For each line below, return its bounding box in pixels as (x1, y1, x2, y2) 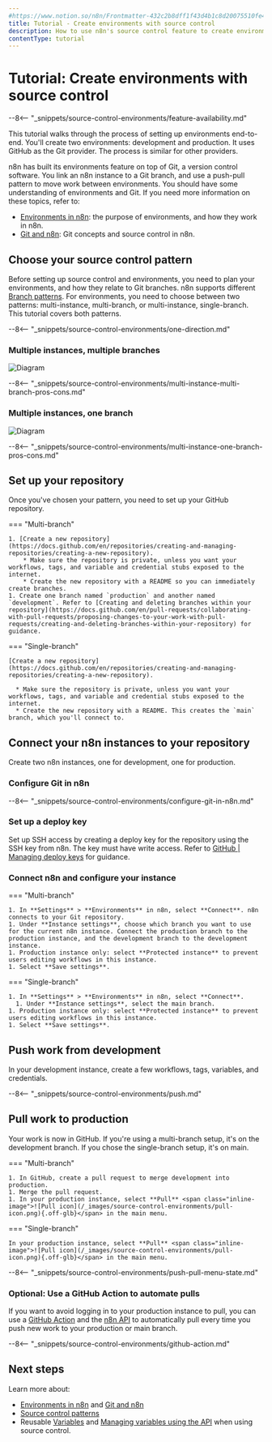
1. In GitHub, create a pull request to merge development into (8, 1174, 230, 1182)
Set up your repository (8, 473, 124, 487)
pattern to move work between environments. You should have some (8, 179, 239, 189)
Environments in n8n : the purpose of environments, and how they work (19, 212, 257, 222)
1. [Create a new (8, 535, 67, 544)
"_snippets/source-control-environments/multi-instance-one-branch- (31, 442, 263, 451)
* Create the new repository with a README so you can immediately (23, 578, 255, 586)
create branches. (8, 585, 67, 593)
